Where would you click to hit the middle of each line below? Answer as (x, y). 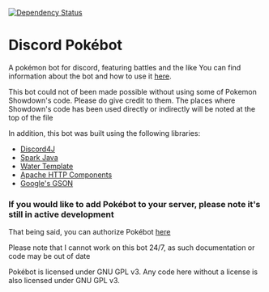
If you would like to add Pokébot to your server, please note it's (134, 204)
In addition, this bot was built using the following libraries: (105, 133)
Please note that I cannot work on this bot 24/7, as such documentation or (132, 248)
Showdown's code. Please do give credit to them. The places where (122, 100)
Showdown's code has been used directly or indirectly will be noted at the (132, 108)
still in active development (62, 214)
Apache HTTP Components (66, 175)
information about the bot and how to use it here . (90, 76)
